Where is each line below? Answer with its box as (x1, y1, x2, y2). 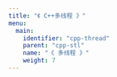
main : (15, 26, 35, 34)
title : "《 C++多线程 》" (8, 11, 86, 20)
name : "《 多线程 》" (23, 49, 90, 57)
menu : (8, 19, 27, 27)
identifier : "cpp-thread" (23, 34, 111, 43)
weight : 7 (23, 57, 56, 65)
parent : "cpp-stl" (23, 42, 85, 50)
